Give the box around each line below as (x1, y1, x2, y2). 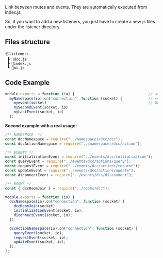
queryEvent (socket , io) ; (14, 230, 64, 235)
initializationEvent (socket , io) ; (14, 208, 83, 213)
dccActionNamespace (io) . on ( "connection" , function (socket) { (9, 226, 138, 231)
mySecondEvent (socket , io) (14, 105, 68, 110)
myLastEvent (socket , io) (14, 109, 64, 115)
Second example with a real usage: (5, 122, 77, 128)
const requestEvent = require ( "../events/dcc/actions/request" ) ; (5, 164, 140, 169)
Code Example (5, 79, 50, 87)
